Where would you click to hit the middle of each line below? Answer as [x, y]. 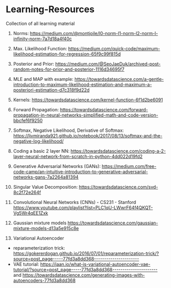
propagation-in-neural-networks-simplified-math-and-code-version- [85, 115]
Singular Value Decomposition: [45, 187]
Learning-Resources [50, 9]
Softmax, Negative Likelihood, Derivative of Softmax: [68, 130]
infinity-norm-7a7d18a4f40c [42, 39]
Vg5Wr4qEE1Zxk [31, 213]
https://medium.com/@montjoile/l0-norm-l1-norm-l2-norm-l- [94, 33]
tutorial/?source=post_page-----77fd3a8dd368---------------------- [85, 269]
